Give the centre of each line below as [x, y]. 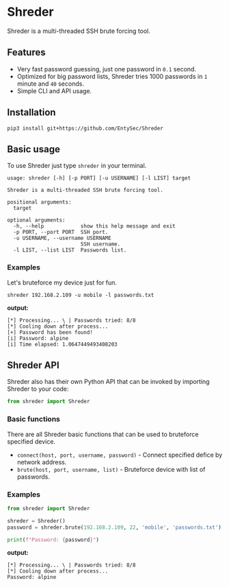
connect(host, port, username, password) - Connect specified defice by [120, 455]
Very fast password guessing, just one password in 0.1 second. [107, 69]
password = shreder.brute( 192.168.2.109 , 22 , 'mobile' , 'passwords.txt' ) [114, 527]
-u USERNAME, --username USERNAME [62, 238]
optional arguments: [37, 220]
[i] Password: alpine [38, 338]
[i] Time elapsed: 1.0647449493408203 [62, 344]
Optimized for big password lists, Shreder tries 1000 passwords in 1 [112, 76]
